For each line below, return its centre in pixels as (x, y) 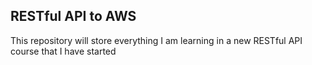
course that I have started (63, 51)
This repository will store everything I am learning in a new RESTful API (156, 40)
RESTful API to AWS (73, 16)
